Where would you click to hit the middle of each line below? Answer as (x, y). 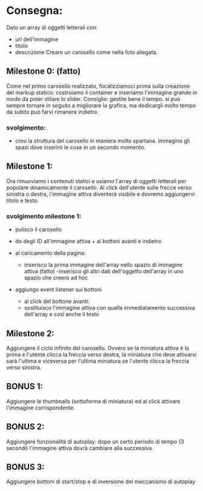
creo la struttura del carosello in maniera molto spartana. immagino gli (102, 141)
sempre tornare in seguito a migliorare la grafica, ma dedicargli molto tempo (101, 105)
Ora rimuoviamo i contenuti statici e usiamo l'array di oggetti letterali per (96, 181)
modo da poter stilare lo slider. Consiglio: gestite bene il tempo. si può (93, 99)
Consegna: (35, 11)
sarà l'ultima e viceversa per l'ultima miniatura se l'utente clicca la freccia (98, 361)
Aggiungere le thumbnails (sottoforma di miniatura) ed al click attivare (93, 401)
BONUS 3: (25, 467)
